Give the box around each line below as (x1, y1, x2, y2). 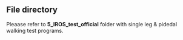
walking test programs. (6, 27, 64, 34)
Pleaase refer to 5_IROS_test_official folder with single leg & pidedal (6, 20, 178, 27)
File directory (6, 5, 58, 15)
